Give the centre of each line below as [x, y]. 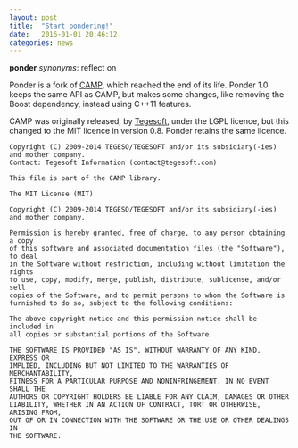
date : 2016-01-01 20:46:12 [63, 34]
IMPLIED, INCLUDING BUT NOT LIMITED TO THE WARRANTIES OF [119, 366]
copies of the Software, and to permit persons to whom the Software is [147, 295]
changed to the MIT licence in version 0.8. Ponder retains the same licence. [148, 131]
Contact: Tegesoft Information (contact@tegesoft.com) [113, 163]
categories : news [41, 42]
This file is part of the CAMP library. [86, 178]
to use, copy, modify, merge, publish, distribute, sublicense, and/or [145, 280]
